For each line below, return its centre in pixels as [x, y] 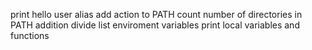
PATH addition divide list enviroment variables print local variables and [155, 25]
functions [30, 35]
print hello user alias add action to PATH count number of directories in [156, 14]
